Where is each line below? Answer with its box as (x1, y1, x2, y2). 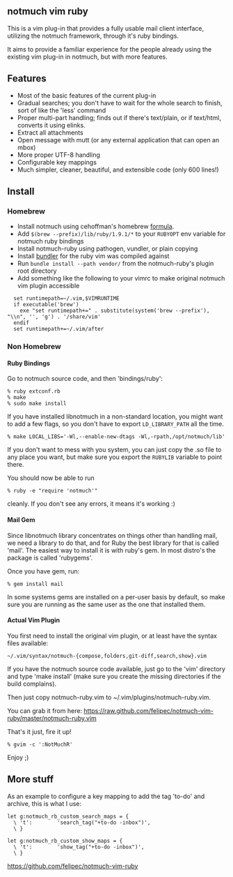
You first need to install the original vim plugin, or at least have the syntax (7, 631, 218, 640)
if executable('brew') (13, 301, 79, 308)
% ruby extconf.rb (7, 388, 61, 395)
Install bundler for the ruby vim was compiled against (17, 252, 170, 260)
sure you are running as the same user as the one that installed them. (7, 600, 206, 608)
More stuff (7, 774, 54, 786)
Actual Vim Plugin (7, 616, 61, 624)
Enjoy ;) (7, 753, 29, 761)
